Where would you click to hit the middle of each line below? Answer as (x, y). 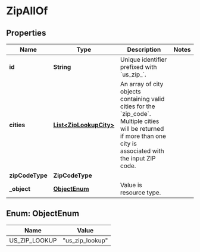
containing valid (142, 99)
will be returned (142, 129)
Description (144, 50)
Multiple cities (140, 121)
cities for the (138, 106)
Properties (26, 33)
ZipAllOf (27, 11)
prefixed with (138, 67)
